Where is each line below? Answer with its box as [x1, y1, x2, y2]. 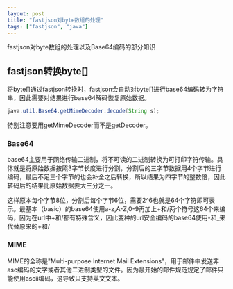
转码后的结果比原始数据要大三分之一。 [7, 181, 116, 190]
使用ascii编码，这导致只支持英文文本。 [12, 274, 124, 282]
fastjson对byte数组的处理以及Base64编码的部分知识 [7, 43, 156, 51]
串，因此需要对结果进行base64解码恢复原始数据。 [7, 94, 150, 102]
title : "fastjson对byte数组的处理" [7, 17, 104, 24]
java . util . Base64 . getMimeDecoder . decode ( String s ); [7, 108, 159, 115]
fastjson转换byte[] [7, 65, 89, 77]
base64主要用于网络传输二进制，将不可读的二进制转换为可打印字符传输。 [7, 156, 217, 164]
